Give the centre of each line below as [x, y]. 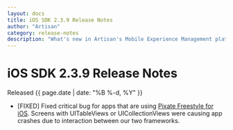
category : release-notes [43, 33]
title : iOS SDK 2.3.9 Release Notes [60, 20]
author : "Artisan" [34, 26]
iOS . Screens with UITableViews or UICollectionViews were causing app [120, 113]
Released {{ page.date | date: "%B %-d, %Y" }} [75, 93]
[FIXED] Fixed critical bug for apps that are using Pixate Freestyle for [115, 106]
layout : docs [26, 13]
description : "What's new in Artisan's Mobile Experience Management [110, 39]
